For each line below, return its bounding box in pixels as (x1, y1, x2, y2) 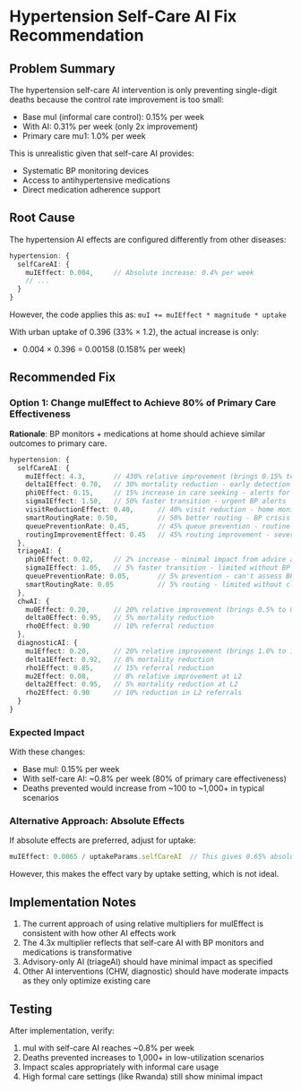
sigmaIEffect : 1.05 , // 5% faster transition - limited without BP (25, 563, 291, 572)
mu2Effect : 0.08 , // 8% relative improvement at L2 (25, 672, 243, 681)
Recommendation (9, 25, 144, 46)
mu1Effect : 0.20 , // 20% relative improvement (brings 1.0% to (25, 647, 287, 656)
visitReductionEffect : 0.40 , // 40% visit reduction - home (25, 505, 275, 514)
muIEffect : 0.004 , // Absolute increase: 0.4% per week (25, 268, 254, 277)
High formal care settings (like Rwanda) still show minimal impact (21, 1070, 263, 1081)
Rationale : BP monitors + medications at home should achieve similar (9, 428, 266, 439)
